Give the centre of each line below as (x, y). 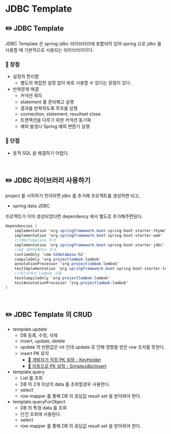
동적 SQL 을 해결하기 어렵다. (41, 153)
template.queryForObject (39, 402)
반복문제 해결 (26, 89)
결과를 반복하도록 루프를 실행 (49, 108)
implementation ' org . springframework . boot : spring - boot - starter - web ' (89, 236)
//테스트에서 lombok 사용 (38, 273)
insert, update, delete (42, 341)
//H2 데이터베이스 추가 (35, 250)
